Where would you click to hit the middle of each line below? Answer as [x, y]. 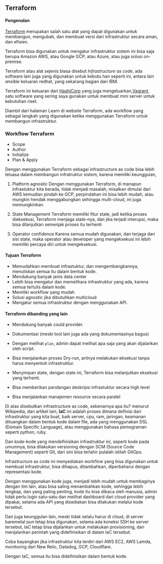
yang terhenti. [26, 378]
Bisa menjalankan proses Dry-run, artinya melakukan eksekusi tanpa [81, 358]
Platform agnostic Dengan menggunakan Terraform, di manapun [77, 184]
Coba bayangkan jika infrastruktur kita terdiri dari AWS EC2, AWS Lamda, [78, 542]
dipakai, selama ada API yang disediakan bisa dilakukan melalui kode [74, 502]
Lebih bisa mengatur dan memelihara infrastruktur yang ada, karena [80, 282]
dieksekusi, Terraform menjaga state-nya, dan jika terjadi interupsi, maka [85, 219]
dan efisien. [17, 41]
